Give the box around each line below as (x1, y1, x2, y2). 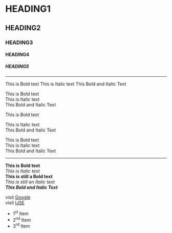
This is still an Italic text (5, 179, 55, 185)
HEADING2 (5, 24, 41, 32)
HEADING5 (5, 63, 29, 69)
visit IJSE (5, 200, 25, 206)
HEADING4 (5, 52, 30, 58)
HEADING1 (5, 3, 51, 15)
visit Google (5, 194, 31, 200)
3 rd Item (12, 222, 30, 229)
